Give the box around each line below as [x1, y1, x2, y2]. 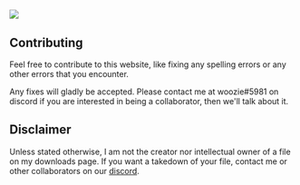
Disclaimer [9, 122, 72, 138]
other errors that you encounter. [9, 69, 130, 79]
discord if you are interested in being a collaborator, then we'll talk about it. [9, 96, 289, 106]
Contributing [9, 34, 83, 50]
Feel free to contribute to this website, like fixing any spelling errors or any [9, 59, 287, 70]
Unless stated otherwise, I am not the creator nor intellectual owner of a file [9, 146, 292, 157]
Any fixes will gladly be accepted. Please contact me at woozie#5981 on [9, 86, 279, 97]
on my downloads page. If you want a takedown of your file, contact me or [9, 155, 288, 167]
